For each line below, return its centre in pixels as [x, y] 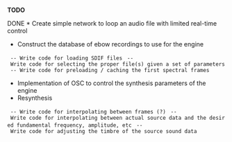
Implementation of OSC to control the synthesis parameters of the [111, 83]
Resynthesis [35, 98]
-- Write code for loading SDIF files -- [72, 58]
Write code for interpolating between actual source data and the [108, 118]
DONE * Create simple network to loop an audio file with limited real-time [112, 23]
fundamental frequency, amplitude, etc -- [80, 125]
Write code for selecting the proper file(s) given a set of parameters [118, 64]
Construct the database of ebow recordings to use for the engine [110, 44]
